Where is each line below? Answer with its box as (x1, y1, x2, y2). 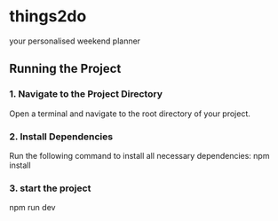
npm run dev (9, 202, 56, 213)
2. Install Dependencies (9, 130, 114, 143)
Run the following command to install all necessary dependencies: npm (9, 150, 270, 161)
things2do (9, 6, 87, 27)
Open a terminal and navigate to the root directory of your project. (9, 108, 251, 119)
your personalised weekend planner (9, 36, 140, 46)
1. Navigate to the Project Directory (9, 88, 163, 100)
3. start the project (9, 182, 91, 194)
